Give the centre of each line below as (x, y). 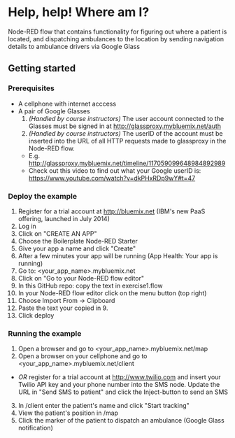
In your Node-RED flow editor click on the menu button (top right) (112, 293)
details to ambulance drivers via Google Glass (74, 46)
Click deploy (36, 315)
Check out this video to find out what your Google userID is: (115, 170)
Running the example (45, 333)
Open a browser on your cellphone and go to (83, 356)
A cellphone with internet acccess (67, 104)
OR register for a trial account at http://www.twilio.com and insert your (119, 377)
